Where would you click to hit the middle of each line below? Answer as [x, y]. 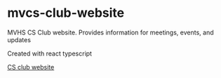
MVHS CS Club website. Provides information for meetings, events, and [110, 32]
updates [19, 39]
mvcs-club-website [66, 13]
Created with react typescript [50, 53]
